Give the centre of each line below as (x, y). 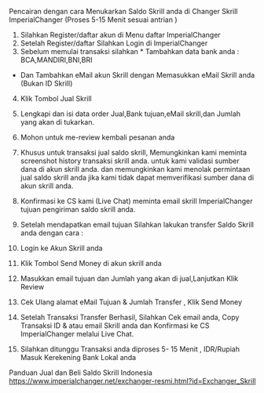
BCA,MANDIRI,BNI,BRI (56, 60)
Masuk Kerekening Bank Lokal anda (78, 357)
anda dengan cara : (52, 233)
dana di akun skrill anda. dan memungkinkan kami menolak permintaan (135, 169)
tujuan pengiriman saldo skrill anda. (78, 209)
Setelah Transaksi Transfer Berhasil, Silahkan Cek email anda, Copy (130, 317)
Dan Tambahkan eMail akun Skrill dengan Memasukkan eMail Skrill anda (137, 75)
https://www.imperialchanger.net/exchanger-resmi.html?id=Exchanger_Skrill (132, 381)
